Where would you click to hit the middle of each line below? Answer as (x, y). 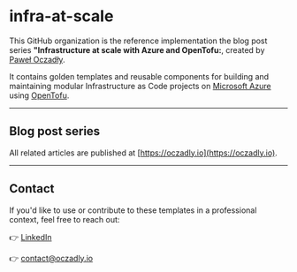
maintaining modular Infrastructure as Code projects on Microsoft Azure (140, 86)
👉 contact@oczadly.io (51, 258)
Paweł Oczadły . (37, 59)
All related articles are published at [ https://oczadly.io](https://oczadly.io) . (144, 153)
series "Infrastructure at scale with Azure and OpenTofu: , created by (137, 49)
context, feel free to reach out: (65, 219)
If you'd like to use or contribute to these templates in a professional (133, 210)
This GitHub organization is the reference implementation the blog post (138, 41)
